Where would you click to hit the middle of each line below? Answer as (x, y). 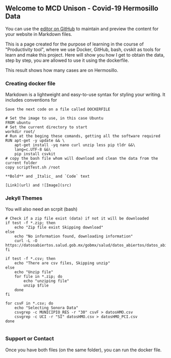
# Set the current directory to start (46, 127)
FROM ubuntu (18, 123)
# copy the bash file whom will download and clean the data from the (82, 159)
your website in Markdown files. (39, 34)
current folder (21, 163)
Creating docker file (31, 83)
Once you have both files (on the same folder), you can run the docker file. (83, 350)
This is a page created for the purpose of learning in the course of (75, 44)
